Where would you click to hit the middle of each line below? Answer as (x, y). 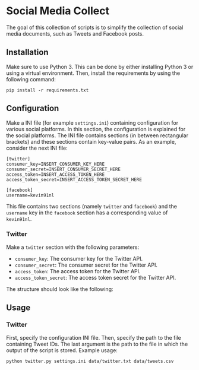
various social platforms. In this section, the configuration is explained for (96, 129)
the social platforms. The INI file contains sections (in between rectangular (97, 135)
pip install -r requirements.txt (48, 90)
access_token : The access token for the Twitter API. (78, 271)
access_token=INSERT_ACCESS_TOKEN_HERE (56, 174)
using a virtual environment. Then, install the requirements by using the (93, 73)
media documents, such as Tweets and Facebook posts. (75, 33)
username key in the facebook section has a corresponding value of (87, 213)
